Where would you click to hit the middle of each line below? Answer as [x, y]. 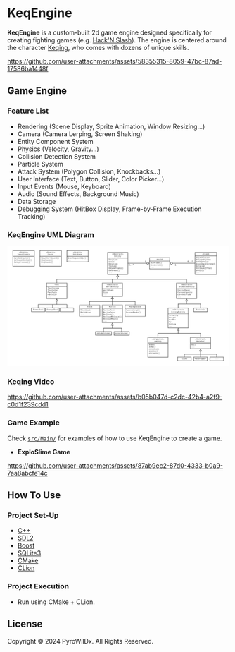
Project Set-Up [33, 515]
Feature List [28, 111]
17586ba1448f [28, 68]
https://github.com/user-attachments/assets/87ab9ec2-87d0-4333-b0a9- [115, 465]
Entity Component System [55, 141]
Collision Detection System [57, 156]
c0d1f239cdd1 [28, 404]
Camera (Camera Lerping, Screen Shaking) [80, 134]
